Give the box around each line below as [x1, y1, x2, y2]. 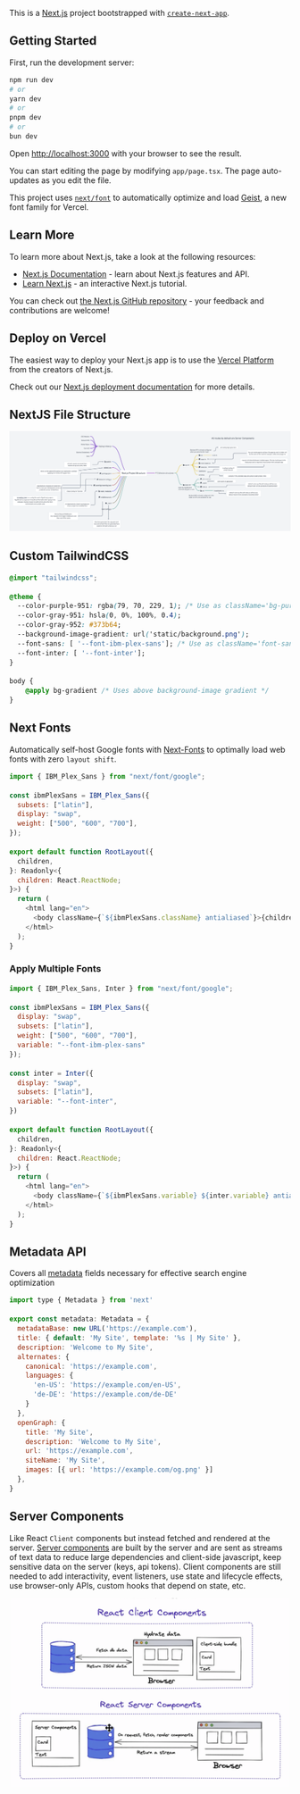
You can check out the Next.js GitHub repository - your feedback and [9, 295, 265, 306]
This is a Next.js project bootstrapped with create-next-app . [9, 8, 230, 18]
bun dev [9, 132, 38, 141]
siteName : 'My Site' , [25, 1456, 105, 1465]
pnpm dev [9, 113, 42, 122]
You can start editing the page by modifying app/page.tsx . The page [9, 165, 261, 176]
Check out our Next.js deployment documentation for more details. [9, 381, 255, 392]
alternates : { [17, 1352, 70, 1361]
